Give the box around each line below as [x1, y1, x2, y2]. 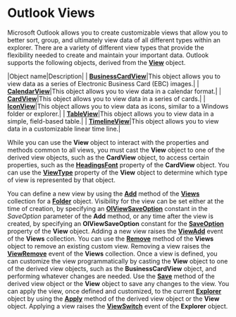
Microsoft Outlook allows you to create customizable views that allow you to [7, 28, 228, 37]
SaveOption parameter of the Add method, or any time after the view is [7, 212, 213, 220]
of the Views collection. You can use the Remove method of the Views [7, 234, 214, 243]
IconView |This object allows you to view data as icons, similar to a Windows [7, 102, 229, 110]
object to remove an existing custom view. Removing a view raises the [7, 241, 211, 250]
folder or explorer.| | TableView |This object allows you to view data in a [7, 109, 214, 118]
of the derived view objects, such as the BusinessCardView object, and [7, 264, 217, 273]
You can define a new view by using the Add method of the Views [7, 189, 200, 198]
